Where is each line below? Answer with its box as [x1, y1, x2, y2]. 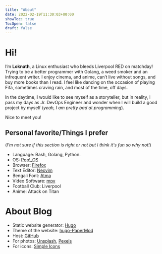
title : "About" [5, 7, 37, 12]
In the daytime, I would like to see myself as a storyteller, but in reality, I [5, 94, 151, 100]
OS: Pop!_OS [12, 157, 39, 163]
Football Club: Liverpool [12, 183, 61, 189]
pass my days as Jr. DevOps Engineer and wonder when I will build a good [5, 100, 158, 106]
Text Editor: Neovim [12, 167, 53, 173]
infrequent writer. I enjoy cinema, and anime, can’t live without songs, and [5, 74, 156, 80]
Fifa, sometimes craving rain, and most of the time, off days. [5, 85, 128, 91]
